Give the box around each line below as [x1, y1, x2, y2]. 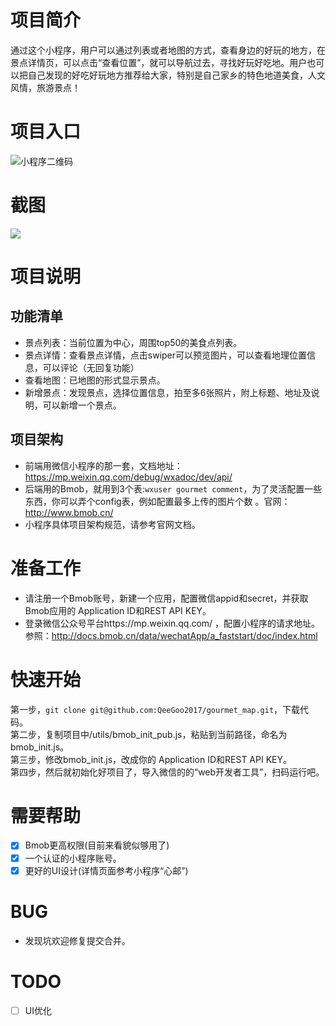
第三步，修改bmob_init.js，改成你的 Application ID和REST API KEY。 [10, 753, 292, 765]
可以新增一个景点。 [42, 399, 122, 411]
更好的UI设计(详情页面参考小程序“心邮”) [24, 864, 189, 876]
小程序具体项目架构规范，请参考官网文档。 [24, 518, 201, 530]
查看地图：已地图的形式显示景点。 [24, 374, 166, 386]
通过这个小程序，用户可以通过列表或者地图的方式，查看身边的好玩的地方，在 [10, 44, 326, 56]
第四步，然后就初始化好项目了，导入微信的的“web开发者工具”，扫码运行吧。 [10, 766, 325, 778]
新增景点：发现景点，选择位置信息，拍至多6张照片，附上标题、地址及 [24, 386, 312, 398]
